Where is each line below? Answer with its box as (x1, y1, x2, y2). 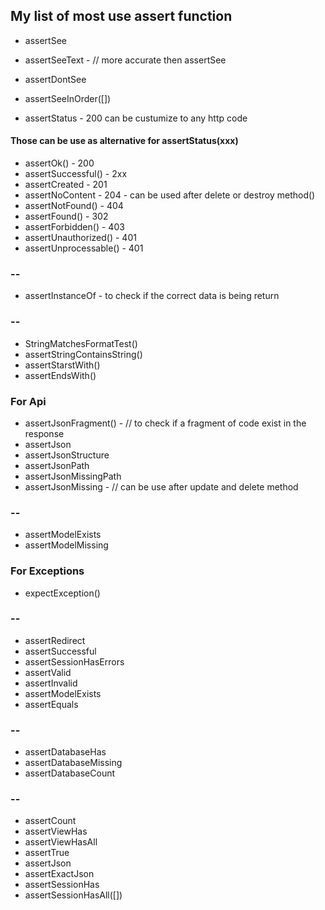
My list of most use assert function (10, 8, 233, 25)
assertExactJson (24, 868, 95, 880)
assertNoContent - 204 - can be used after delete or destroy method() (24, 189, 316, 201)
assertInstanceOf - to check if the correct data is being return (24, 290, 280, 302)
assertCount (24, 815, 77, 827)
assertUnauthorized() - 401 (24, 232, 137, 244)
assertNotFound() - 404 (24, 200, 124, 212)
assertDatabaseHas (24, 746, 107, 758)
